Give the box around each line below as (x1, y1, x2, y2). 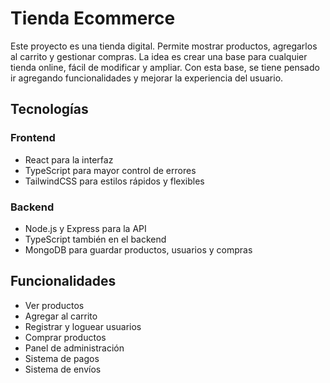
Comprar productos (24, 331, 107, 343)
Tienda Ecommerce (10, 7, 176, 30)
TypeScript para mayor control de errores (24, 164, 197, 176)
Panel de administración (24, 342, 125, 354)
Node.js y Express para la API (24, 222, 147, 234)
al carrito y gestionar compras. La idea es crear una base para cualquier (10, 50, 308, 62)
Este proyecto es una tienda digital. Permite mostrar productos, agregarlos (10, 40, 318, 52)
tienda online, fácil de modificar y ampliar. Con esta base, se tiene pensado (10, 61, 320, 73)
